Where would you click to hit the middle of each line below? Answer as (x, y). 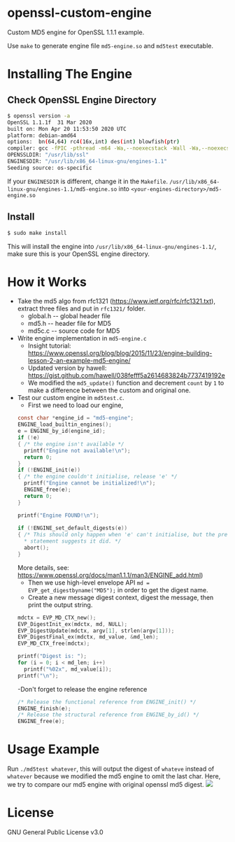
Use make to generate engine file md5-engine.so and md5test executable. (111, 45)
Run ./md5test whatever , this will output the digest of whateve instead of (111, 769)
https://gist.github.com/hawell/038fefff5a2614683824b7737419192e (126, 376)
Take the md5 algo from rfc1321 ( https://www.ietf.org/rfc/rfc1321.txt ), (116, 301)
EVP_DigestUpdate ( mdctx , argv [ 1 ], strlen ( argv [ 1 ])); (96, 631)
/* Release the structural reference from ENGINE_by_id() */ (108, 715)
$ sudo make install (37, 233)
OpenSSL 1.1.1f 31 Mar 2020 (50, 122)
